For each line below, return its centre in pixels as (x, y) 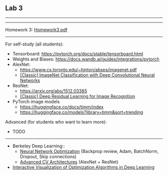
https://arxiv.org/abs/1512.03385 (53, 91)
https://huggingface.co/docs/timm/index (62, 106)
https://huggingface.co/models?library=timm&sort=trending (81, 112)
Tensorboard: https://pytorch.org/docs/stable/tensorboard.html (78, 53)
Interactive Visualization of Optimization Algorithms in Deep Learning (83, 167)
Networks (30, 80)
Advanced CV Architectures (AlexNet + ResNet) (69, 161)
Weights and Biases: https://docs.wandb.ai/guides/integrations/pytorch (86, 59)
